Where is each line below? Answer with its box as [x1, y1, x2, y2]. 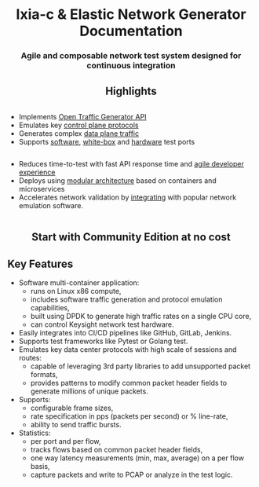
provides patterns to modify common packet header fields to [30, 379, 228, 388]
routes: [18, 353, 42, 363]
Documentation [78, 22, 184, 40]
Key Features [7, 257, 74, 270]
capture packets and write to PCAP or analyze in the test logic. [30, 470, 233, 480]
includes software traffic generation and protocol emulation [30, 295, 223, 304]
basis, [30, 462, 50, 471]
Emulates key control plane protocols [18, 120, 139, 130]
